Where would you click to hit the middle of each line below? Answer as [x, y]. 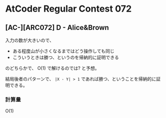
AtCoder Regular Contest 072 [69, 9]
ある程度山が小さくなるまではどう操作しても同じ [64, 51]
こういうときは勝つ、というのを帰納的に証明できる [66, 57]
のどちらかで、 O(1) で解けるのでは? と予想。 [52, 68]
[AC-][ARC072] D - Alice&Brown [57, 28]
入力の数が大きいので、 [30, 40]
